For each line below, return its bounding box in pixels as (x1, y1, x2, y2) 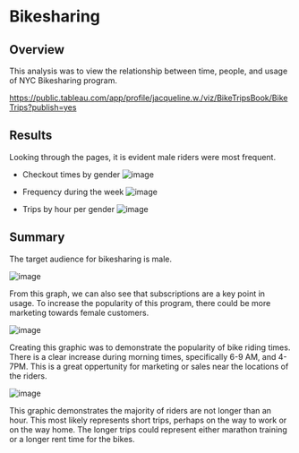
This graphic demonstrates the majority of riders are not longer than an (9, 405, 271, 415)
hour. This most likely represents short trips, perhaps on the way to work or (9, 415, 287, 425)
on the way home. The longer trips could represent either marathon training (9, 423, 288, 435)
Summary (9, 230, 65, 245)
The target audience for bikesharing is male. (9, 253, 173, 264)
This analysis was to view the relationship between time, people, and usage (9, 65, 288, 76)
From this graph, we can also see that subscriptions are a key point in (9, 288, 266, 299)
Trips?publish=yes (9, 102, 77, 113)
